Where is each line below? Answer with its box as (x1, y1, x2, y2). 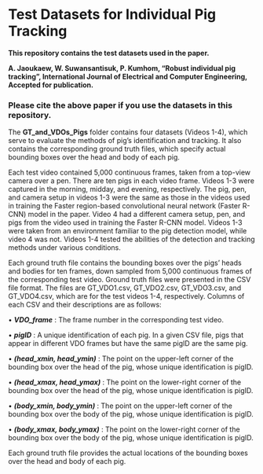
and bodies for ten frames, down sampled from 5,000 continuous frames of (8, 266, 253, 276)
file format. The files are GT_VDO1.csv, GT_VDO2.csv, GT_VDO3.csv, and (8, 283, 242, 292)
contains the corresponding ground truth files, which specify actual (8, 144, 226, 154)
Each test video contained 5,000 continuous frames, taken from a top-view (8, 167, 251, 178)
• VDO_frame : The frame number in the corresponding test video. (8, 315, 224, 325)
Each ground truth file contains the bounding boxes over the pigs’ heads (8, 258, 242, 268)
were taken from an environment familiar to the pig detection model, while (8, 226, 247, 236)
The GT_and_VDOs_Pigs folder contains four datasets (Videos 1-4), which (8, 127, 248, 137)
